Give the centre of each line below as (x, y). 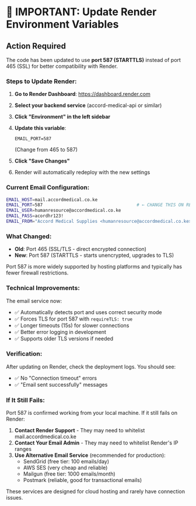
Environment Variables (62, 24)
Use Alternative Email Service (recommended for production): (90, 455)
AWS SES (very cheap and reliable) (65, 468)
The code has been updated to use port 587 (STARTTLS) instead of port (93, 60)
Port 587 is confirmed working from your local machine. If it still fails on (92, 413)
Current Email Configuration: (48, 188)
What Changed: (29, 236)
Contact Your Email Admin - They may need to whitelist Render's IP (96, 443)
